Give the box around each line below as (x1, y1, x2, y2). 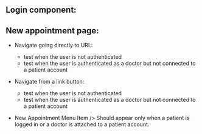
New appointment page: (5, 25, 99, 36)
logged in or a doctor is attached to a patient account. (14, 121, 150, 128)
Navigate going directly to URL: (14, 42, 93, 49)
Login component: (5, 5, 77, 15)
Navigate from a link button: (14, 78, 85, 85)
